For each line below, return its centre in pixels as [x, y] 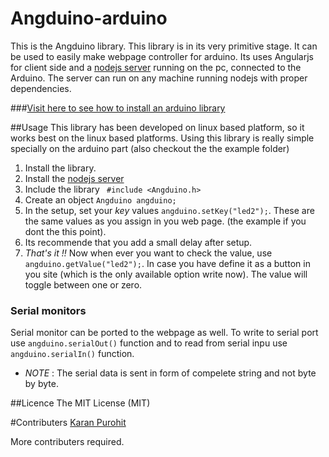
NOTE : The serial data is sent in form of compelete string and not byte [170, 373]
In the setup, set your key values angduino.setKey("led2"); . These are [169, 210]
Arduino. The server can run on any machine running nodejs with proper [159, 78]
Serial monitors [48, 310]
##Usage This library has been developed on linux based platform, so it [157, 127]
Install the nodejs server [74, 178]
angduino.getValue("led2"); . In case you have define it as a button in [167, 263]
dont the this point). [65, 231]
